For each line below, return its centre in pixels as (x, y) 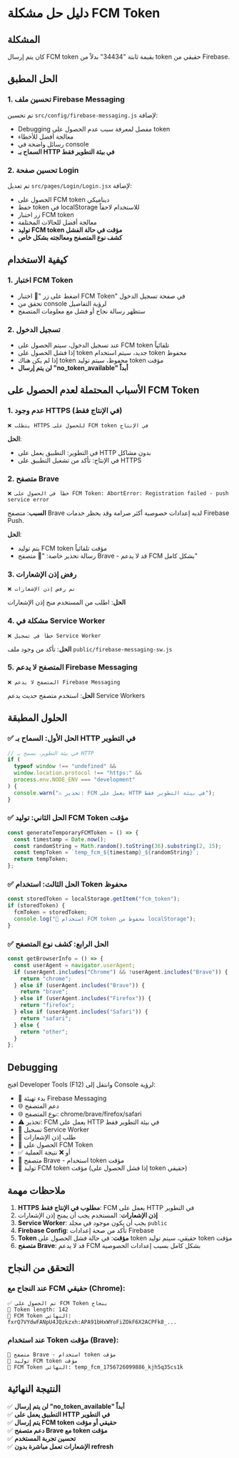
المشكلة (24, 40)
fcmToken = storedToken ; (51, 912)
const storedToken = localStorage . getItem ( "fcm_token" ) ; (94, 899)
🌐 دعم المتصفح (38, 1106)
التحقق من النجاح (41, 1268)
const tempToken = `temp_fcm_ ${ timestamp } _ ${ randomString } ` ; (107, 853)
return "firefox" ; (47, 1005)
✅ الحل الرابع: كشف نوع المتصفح (58, 944)
